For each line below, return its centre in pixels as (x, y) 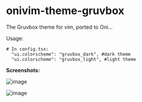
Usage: (15, 38)
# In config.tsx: (28, 49)
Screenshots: (23, 70)
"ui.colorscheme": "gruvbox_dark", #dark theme (71, 54)
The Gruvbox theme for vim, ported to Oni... (59, 27)
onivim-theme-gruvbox (65, 11)
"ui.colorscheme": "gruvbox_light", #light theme (74, 59)
